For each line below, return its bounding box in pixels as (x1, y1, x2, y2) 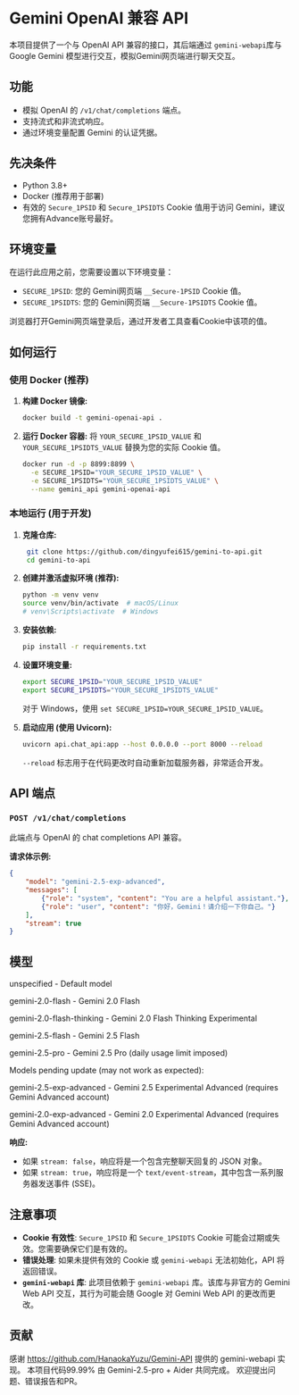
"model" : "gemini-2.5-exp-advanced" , (25, 877, 166, 887)
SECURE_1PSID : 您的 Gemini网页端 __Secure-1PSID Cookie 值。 (21, 286, 246, 297)
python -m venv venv (21, 590, 99, 599)
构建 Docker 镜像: (21, 396, 87, 406)
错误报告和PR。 (24, 1375, 82, 1386)
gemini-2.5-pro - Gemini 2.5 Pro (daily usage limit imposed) (9, 1048, 228, 1058)
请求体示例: (9, 851, 52, 862)
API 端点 (9, 786, 56, 800)
